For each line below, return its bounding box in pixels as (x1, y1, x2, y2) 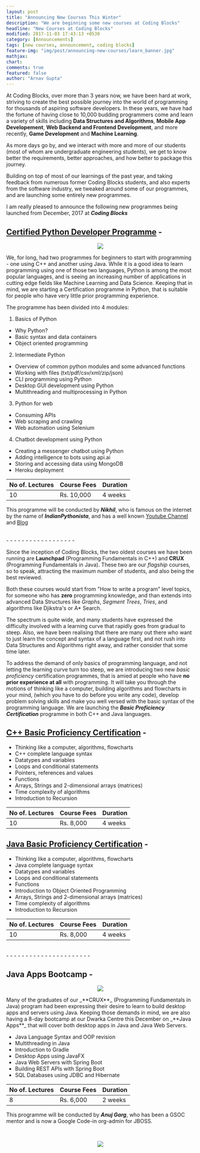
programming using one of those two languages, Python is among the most (6, 266, 192, 274)
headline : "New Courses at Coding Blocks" (6, 25, 113, 32)
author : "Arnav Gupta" (6, 75, 63, 81)
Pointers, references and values (14, 769, 94, 776)
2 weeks (102, 1096, 127, 1105)
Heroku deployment (14, 466, 64, 474)
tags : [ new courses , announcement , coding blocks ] (6, 43, 135, 48)
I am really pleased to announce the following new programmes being (6, 203, 178, 210)
